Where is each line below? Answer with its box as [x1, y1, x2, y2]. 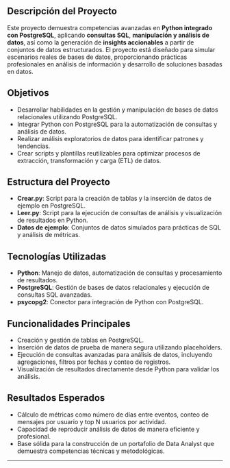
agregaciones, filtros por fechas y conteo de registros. [16, 358, 171, 366]
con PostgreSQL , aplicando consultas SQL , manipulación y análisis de [7, 31, 210, 39]
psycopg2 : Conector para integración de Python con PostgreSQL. [16, 298, 204, 306]
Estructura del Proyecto [7, 176, 111, 188]
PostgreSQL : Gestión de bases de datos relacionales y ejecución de [16, 284, 210, 292]
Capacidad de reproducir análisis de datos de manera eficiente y [16, 425, 200, 433]
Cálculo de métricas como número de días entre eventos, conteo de [16, 410, 209, 419]
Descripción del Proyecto [7, 5, 118, 17]
